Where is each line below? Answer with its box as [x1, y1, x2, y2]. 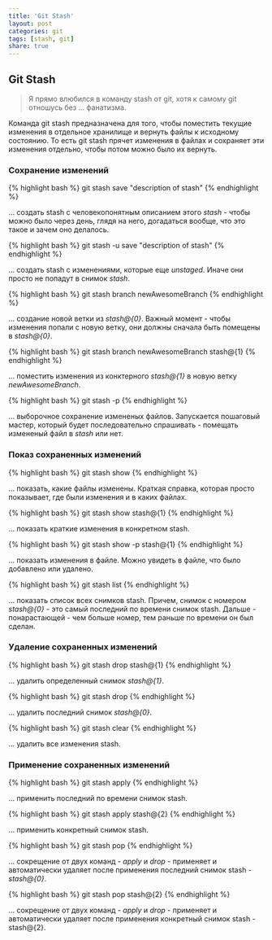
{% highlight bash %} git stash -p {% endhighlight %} [8, 396, 188, 405]
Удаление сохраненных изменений [8, 641, 158, 653]
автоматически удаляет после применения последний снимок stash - [8, 865, 253, 875]
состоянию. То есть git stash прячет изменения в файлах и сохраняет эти [8, 135, 265, 145]
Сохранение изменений [8, 164, 110, 176]
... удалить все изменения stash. [8, 738, 121, 749]
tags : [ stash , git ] [8, 34, 75, 43]
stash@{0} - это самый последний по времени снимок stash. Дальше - [8, 604, 257, 614]
